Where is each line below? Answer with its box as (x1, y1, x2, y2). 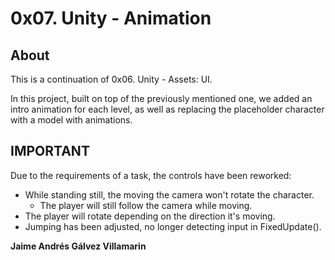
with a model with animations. (10, 114, 133, 126)
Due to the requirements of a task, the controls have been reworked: (10, 169, 292, 181)
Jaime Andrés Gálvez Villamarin (10, 240, 147, 252)
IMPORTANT (10, 143, 90, 160)
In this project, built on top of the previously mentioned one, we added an (10, 93, 313, 104)
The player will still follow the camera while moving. (39, 199, 253, 211)
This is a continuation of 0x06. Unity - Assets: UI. (10, 73, 213, 85)
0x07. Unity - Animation (10, 7, 212, 30)
